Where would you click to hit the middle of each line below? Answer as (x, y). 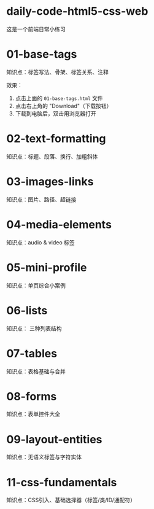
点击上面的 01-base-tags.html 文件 (59, 98)
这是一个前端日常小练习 (36, 29)
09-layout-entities (54, 439)
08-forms (32, 396)
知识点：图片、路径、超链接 (41, 199)
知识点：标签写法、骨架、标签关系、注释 (57, 72)
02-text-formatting (56, 139)
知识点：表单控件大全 (33, 414)
